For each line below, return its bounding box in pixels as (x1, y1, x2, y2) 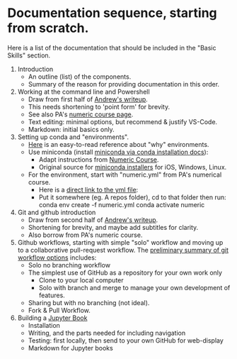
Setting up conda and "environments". (17, 133, 129, 141)
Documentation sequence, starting (7, 5, 217, 21)
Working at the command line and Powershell (17, 87, 150, 96)
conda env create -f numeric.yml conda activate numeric (38, 200, 205, 209)
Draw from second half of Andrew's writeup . (28, 215, 158, 224)
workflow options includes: (17, 253, 97, 262)
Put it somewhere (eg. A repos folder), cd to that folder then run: (38, 193, 226, 201)
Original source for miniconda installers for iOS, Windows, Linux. (38, 162, 227, 171)
